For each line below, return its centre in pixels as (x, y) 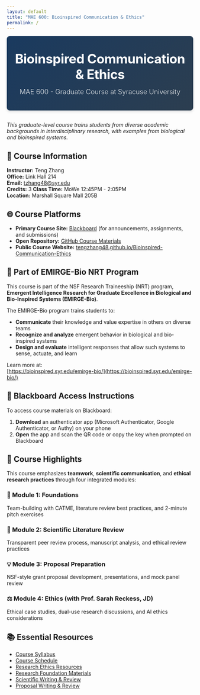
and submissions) (37, 235)
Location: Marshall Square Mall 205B (52, 195)
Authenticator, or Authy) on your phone (63, 428)
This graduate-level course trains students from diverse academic (88, 125)
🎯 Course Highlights (44, 459)
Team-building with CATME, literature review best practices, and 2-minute (97, 508)
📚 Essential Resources (50, 637)
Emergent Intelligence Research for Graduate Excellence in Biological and (99, 292)
